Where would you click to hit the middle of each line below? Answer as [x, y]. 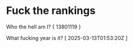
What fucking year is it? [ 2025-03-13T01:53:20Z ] [67, 38]
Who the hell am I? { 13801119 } [44, 27]
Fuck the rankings [51, 11]
